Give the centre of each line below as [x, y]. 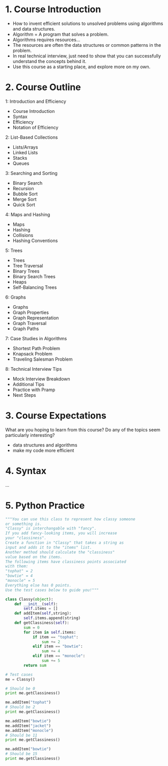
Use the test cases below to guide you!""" [52, 590]
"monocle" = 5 [20, 581]
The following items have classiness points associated [66, 562]
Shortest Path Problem [36, 348]
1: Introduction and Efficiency [36, 101]
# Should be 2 [20, 707]
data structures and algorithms [45, 445]
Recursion [23, 188]
